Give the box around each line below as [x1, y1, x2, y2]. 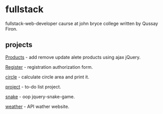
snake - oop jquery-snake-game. [5, 93, 75, 100]
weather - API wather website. [5, 103, 70, 109]
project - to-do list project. [5, 83, 62, 90]
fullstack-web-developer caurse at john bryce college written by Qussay [5, 20, 158, 26]
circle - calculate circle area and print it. [5, 74, 90, 80]
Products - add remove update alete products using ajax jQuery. [5, 54, 141, 60]
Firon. [5, 25, 18, 32]
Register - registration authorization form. [5, 64, 93, 70]
